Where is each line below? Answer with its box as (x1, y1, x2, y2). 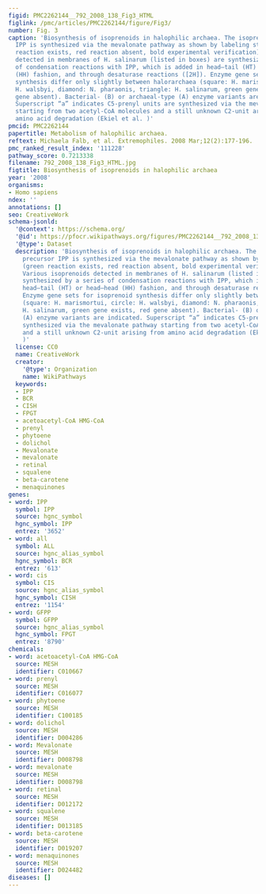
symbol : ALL (15, 542, 55, 550)
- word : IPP (8, 498, 47, 506)
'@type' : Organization (22, 365, 97, 373)
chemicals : (8, 645, 44, 654)
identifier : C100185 (15, 712, 83, 720)
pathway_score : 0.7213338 (8, 151, 93, 159)
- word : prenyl (8, 674, 59, 682)
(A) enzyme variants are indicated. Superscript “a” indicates (22, 314, 236, 322)
